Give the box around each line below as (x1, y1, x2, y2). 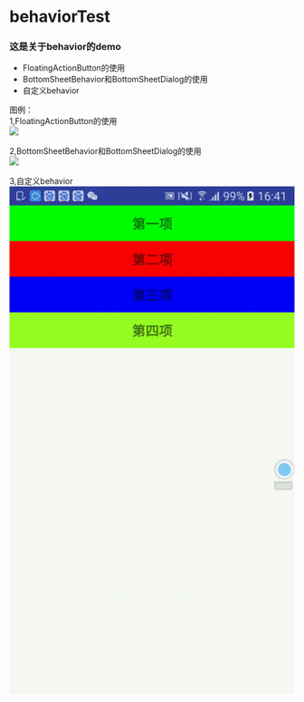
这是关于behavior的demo (9, 41, 122, 53)
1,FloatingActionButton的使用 (9, 116, 118, 127)
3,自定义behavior (9, 176, 73, 187)
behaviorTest (9, 6, 111, 27)
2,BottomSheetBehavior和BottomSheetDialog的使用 (9, 146, 202, 157)
